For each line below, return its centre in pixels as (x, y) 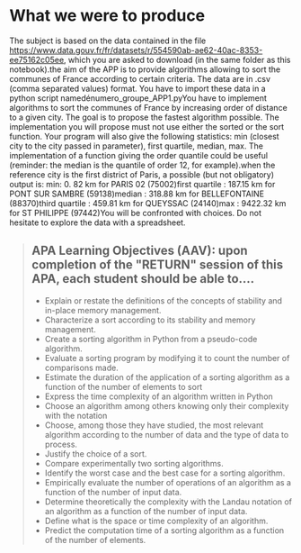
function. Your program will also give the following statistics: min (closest (145, 136)
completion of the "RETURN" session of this (157, 265)
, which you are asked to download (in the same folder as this (177, 59)
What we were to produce (107, 16)
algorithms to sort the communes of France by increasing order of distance (148, 107)
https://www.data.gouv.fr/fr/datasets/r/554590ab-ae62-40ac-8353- (136, 50)
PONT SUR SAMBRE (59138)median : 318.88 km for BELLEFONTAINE (137, 194)
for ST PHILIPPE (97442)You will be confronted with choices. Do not (136, 213)
